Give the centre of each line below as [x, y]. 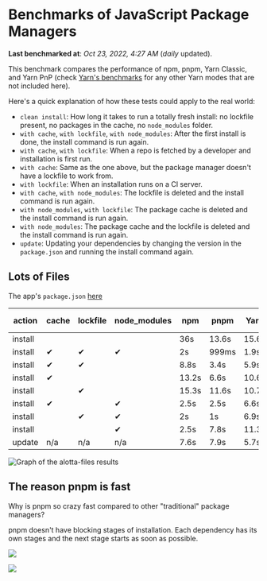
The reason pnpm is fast [70, 487]
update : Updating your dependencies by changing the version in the [131, 243]
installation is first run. [56, 159]
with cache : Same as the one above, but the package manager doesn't [135, 167]
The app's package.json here [56, 296]
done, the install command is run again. [84, 141]
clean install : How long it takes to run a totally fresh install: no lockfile [137, 116]
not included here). [39, 86]
